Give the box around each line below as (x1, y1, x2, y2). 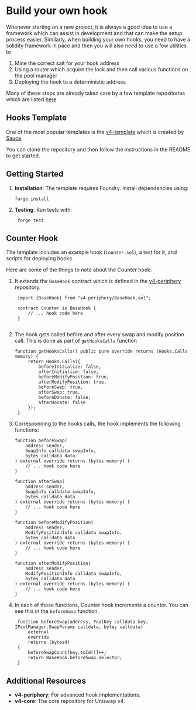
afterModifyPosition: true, (38, 379, 107, 385)
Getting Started (6, 169, 64, 179)
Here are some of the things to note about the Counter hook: (6, 266, 152, 273)
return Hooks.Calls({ (27, 359, 81, 365)
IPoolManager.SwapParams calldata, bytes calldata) (14, 624, 143, 630)
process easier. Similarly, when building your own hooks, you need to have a (6, 36, 191, 43)
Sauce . (6, 135, 23, 142)
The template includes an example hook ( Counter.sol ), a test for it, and (6, 249, 177, 256)
